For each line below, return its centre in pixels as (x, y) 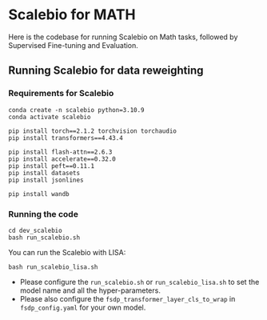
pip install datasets (44, 173)
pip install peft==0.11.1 (51, 166)
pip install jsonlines (46, 180)
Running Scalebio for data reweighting (106, 71)
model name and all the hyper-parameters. (90, 290)
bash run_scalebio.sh (44, 238)
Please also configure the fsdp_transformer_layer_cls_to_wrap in (128, 298)
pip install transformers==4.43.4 (66, 138)
